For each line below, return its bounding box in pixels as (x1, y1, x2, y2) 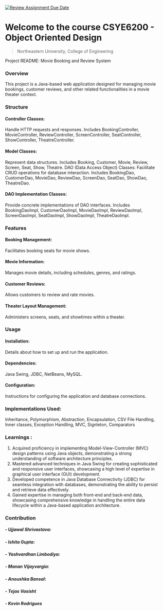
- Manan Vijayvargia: (5, 564, 50, 569)
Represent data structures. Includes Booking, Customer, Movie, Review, (5, 159, 148, 165)
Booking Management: (5, 237, 53, 243)
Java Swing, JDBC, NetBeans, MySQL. (5, 371, 83, 377)
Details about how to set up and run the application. (5, 349, 109, 355)
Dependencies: (5, 360, 37, 366)
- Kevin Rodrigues (5, 601, 42, 607)
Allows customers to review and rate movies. (5, 292, 95, 298)
